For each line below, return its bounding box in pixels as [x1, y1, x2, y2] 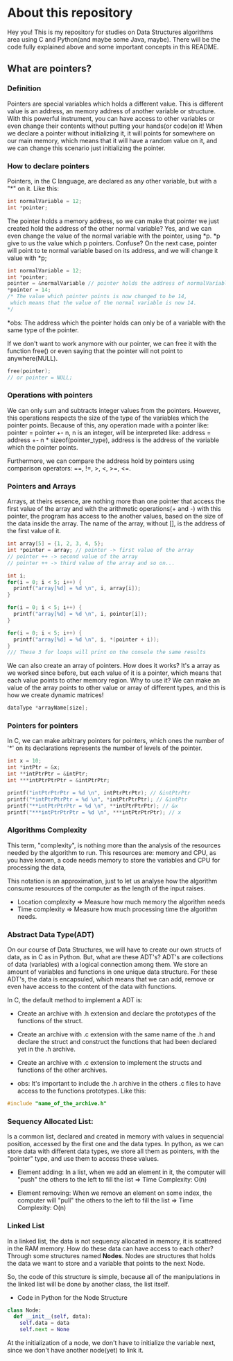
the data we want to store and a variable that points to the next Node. [7, 1259, 205, 1267]
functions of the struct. [17, 1017, 83, 1025]
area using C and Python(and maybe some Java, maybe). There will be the [7, 35, 221, 43]
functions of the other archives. [17, 1066, 107, 1075]
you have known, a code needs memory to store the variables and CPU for [7, 856, 221, 864]
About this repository [7, 5, 133, 21]
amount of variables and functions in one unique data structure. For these [7, 968, 218, 976]
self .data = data [19, 1319, 70, 1327]
